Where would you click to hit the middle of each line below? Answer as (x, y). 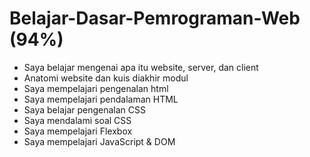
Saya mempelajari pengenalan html (96, 88)
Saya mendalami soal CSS (77, 120)
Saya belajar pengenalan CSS (85, 109)
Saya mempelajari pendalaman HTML (101, 99)
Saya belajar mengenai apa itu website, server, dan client (141, 67)
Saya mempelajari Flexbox (78, 131)
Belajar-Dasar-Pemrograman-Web (155, 18)
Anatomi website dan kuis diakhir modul (106, 78)
